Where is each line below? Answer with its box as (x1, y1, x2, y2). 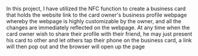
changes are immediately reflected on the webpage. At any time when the (6, 24, 190, 31)
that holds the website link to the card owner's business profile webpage (6, 11, 187, 18)
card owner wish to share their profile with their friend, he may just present (6, 30, 193, 38)
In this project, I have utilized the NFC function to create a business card (6, 5, 186, 12)
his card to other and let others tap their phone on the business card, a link (6, 37, 192, 43)
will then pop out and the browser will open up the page (6, 43, 145, 50)
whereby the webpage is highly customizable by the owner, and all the (6, 18, 182, 24)
